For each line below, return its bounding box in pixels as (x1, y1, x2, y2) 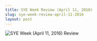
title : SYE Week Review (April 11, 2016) (5, 7, 93, 12)
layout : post (5, 16, 32, 21)
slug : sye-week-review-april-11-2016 (5, 12, 84, 17)
